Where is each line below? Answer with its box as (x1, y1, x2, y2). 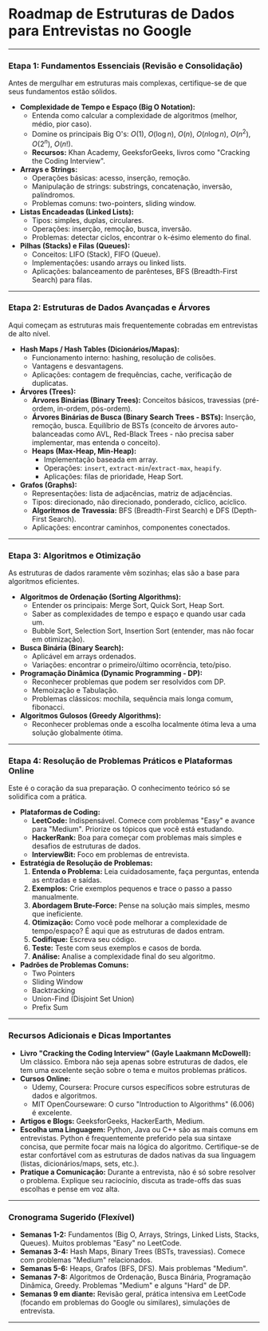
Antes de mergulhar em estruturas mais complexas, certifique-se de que (8, 78, 247, 88)
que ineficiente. (31, 909, 84, 919)
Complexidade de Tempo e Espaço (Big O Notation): (19, 102, 195, 112)
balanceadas (31, 429, 74, 439)
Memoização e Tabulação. (31, 685, 119, 695)
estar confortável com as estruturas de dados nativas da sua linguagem (19, 1150, 256, 1159)
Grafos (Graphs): (19, 480, 77, 490)
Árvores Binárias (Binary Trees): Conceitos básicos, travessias (31, 395, 241, 404)
